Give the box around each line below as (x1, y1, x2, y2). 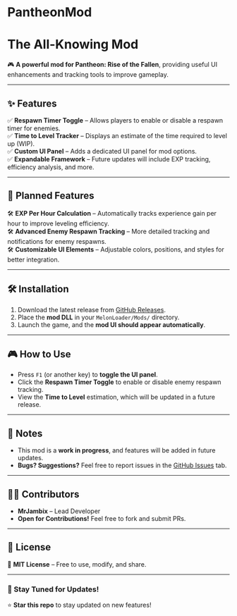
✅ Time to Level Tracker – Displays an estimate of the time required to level (7, 131, 228, 140)
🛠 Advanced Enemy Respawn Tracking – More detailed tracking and (7, 227, 210, 235)
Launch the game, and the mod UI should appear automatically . (17, 320, 206, 328)
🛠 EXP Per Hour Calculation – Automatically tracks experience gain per (7, 209, 217, 217)
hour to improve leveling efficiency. (7, 219, 109, 228)
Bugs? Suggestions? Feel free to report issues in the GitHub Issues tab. (17, 461, 227, 469)
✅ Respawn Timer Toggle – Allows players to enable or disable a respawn (7, 116, 224, 124)
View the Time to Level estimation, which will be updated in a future (17, 393, 215, 402)
